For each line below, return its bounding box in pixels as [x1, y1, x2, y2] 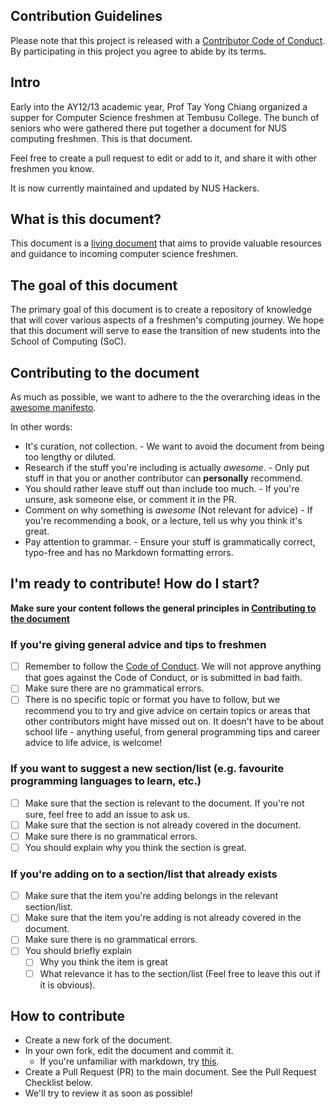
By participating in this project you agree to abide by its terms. [10, 45, 267, 57]
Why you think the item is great [39, 956, 168, 968]
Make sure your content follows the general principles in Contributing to [10, 602, 317, 614]
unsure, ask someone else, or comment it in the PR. [24, 494, 238, 506]
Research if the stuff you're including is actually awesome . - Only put [24, 462, 310, 474]
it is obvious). [39, 979, 96, 991]
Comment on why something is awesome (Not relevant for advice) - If [24, 504, 313, 516]
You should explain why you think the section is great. [24, 841, 247, 853]
